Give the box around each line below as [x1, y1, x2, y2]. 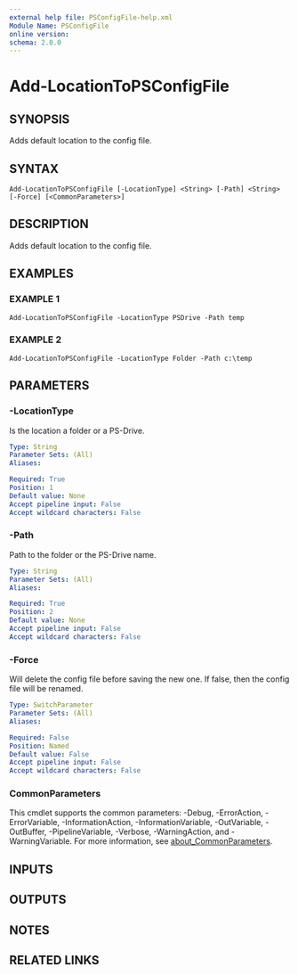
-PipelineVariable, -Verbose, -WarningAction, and [48, 826, 230, 838]
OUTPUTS [9, 892, 67, 907]
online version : [9, 29, 69, 38]
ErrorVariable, [9, 817, 60, 828]
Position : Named [9, 741, 69, 750]
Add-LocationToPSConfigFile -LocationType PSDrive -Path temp [9, 313, 245, 322]
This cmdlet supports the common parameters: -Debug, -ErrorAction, [9, 807, 264, 818]
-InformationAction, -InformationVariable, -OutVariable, [61, 817, 264, 828]
